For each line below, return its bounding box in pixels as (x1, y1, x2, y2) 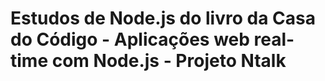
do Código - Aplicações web (10, 28, 250, 51)
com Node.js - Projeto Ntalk (51, 50, 287, 72)
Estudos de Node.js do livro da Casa (10, 7, 316, 30)
